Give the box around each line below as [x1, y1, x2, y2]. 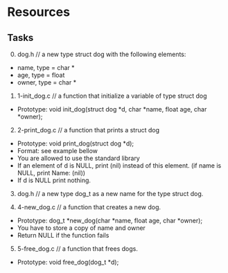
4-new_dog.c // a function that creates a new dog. [17, 203, 161, 211]
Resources [7, 4, 71, 20]
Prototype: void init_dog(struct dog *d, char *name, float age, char [17, 105, 207, 113]
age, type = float [17, 71, 65, 79]
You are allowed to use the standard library [17, 154, 140, 162]
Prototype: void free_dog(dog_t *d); [17, 258, 119, 266]
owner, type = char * [17, 78, 77, 87]
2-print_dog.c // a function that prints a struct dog [17, 126, 160, 134]
